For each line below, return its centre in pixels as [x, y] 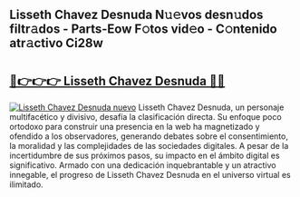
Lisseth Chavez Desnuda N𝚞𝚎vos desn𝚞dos [136, 15]
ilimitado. [26, 184]
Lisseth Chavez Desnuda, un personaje [211, 107]
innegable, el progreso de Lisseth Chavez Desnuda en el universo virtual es [150, 175]
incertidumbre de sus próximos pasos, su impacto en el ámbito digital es [145, 155]
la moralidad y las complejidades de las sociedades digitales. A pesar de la [149, 146]
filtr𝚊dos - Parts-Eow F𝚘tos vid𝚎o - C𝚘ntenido [144, 30]
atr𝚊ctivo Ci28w [57, 43]
